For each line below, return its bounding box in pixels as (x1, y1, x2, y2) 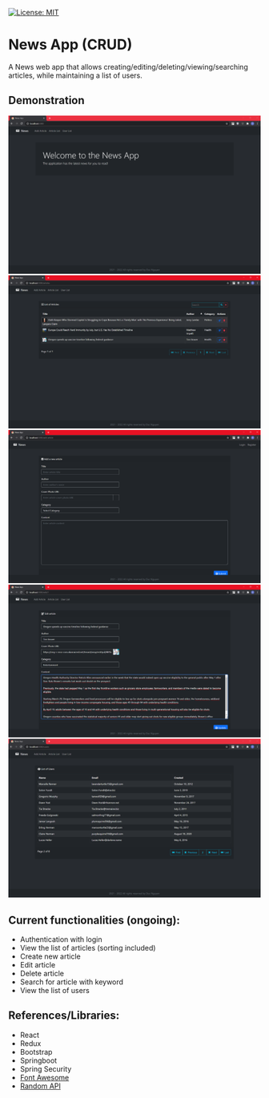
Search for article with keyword (19, 977, 124, 987)
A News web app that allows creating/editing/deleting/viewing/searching (8, 62, 248, 71)
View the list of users (19, 985, 90, 995)
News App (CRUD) (8, 36, 133, 54)
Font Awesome (19, 1072, 70, 1082)
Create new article (19, 951, 82, 961)
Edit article (19, 959, 56, 969)
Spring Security (19, 1064, 72, 1073)
